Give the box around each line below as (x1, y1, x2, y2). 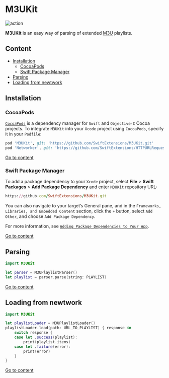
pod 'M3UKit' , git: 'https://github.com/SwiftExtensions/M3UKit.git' (5, 141, 154, 146)
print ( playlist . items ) (23, 339, 71, 344)
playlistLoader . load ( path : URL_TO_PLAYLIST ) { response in (5, 326, 132, 331)
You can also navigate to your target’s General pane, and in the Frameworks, (5, 203, 161, 209)
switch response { (14, 330, 53, 335)
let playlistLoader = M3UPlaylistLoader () (5, 321, 96, 326)
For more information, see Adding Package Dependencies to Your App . (5, 223, 149, 230)
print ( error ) (23, 349, 51, 354)
